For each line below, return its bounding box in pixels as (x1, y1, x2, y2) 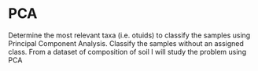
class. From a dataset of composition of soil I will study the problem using (8, 47, 246, 56)
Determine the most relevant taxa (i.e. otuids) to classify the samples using (8, 30, 251, 40)
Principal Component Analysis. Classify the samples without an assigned (8, 38, 244, 48)
